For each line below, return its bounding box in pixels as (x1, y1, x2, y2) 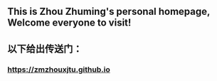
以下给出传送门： (7, 43, 83, 55)
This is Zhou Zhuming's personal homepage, (7, 6, 211, 18)
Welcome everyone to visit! (7, 17, 132, 29)
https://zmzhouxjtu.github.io (7, 64, 110, 74)
